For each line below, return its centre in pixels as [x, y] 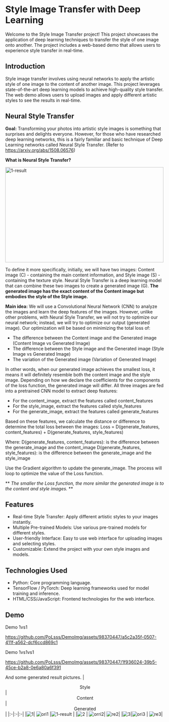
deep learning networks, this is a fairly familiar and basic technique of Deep [84, 139]
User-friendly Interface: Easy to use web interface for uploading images [88, 538]
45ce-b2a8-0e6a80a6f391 [33, 667]
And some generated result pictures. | [45, 677]
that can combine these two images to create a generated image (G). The [82, 286]
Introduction [25, 66]
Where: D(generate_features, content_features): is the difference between [82, 442]
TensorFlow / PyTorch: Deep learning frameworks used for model [81, 588]
